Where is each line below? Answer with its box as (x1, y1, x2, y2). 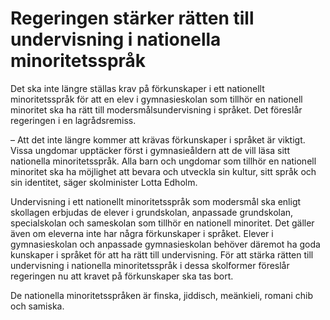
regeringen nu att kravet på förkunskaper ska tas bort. (10, 270, 234, 282)
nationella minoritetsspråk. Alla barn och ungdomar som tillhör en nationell (10, 155, 317, 167)
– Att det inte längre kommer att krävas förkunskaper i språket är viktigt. (10, 133, 306, 146)
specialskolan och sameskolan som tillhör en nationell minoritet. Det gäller (10, 217, 315, 229)
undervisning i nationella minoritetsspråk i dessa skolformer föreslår (10, 259, 290, 271)
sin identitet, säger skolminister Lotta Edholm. (10, 176, 198, 188)
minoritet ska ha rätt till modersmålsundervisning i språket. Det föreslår (10, 103, 303, 116)
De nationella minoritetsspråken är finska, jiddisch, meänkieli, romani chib (10, 289, 313, 301)
